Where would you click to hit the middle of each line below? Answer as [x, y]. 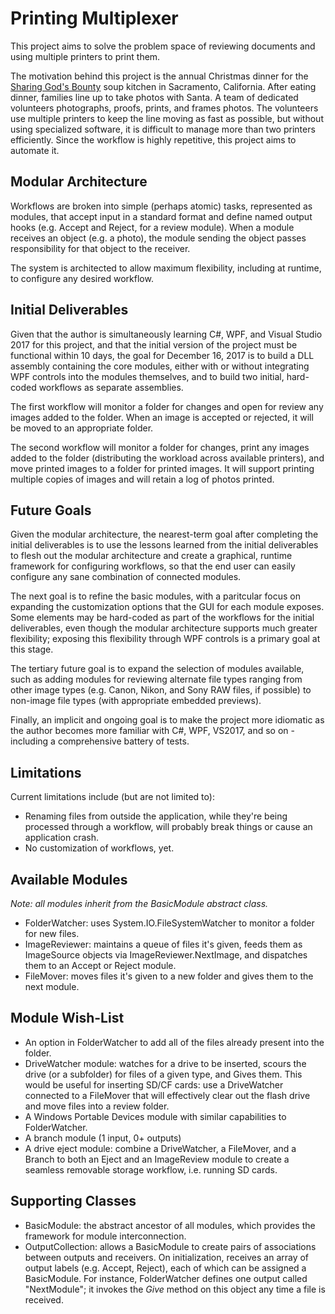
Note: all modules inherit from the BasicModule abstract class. [139, 903]
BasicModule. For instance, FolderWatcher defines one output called [166, 1278]
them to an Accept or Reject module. [100, 965]
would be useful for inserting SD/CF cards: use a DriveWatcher [154, 1084]
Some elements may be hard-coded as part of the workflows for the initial [162, 618]
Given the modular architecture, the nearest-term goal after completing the [164, 534]
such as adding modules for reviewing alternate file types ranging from [156, 679]
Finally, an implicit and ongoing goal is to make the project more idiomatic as [167, 720]
